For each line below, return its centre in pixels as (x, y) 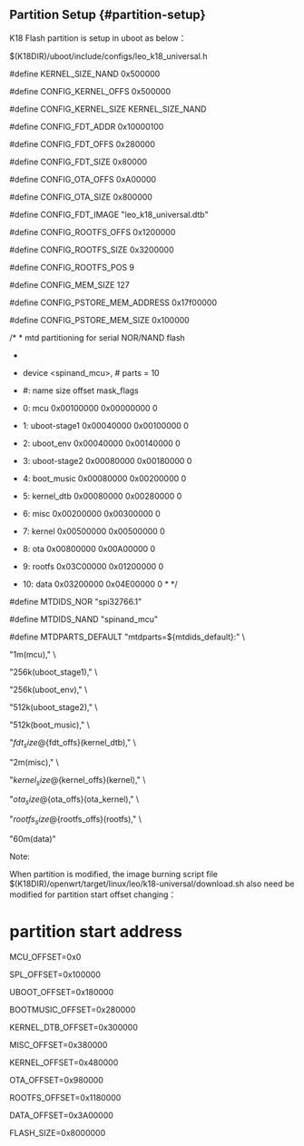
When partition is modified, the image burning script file (114, 874)
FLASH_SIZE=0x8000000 (58, 1132)
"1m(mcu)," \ (33, 654)
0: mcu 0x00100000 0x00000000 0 (90, 408)
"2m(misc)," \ (34, 762)
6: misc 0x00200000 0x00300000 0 (91, 513)
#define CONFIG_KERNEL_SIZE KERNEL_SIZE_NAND (108, 109)
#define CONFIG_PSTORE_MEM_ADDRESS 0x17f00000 (113, 302)
